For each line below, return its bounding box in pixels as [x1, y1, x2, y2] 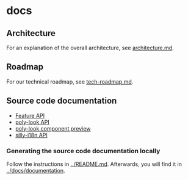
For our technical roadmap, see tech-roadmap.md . [6, 77, 134, 85]
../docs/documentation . [6, 167, 65, 174]
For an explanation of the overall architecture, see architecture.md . [6, 44, 174, 51]
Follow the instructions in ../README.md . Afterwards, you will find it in [6, 160, 182, 168]
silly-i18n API [15, 131, 48, 139]
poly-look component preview [15, 124, 91, 132]
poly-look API [15, 118, 50, 126]
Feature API [15, 112, 45, 119]
